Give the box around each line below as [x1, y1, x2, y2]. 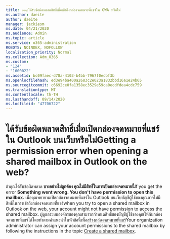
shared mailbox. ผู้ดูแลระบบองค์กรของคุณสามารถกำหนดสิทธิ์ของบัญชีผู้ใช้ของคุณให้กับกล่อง [6, 211, 162, 217]
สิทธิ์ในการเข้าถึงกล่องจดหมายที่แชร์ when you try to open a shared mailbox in [6, 200, 150, 206]
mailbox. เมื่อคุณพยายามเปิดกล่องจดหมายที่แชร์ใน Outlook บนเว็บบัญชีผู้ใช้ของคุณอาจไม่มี [6, 195, 161, 201]
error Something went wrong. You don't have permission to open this [6, 189, 154, 195]
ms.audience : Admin [6, 31, 47, 36]
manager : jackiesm [6, 21, 45, 27]
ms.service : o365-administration [6, 40, 76, 45]
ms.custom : [6, 59, 29, 64]
